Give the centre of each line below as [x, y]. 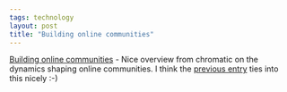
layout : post [34, 26]
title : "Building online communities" [82, 34]
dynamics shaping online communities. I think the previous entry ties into [144, 69]
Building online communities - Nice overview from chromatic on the [134, 60]
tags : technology [42, 17]
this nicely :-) [34, 79]
